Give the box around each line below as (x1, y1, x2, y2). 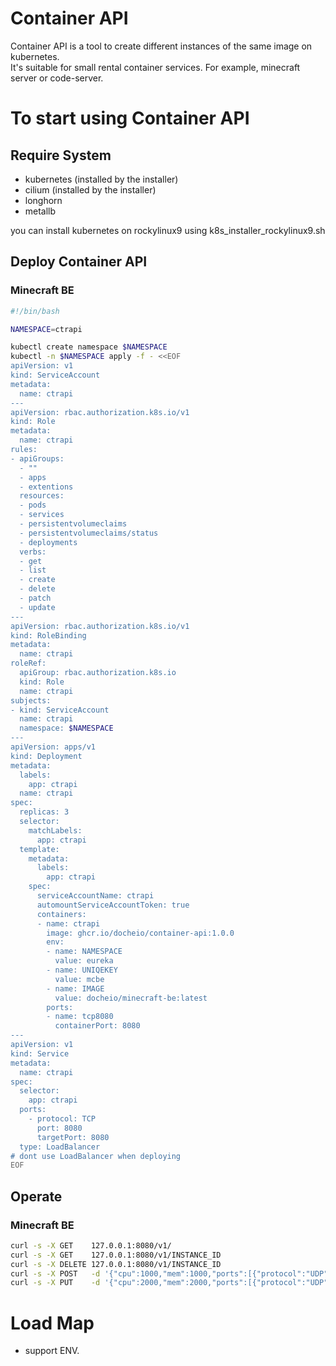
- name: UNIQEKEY (46, 965, 118, 975)
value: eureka (54, 956, 114, 966)
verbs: (19, 547, 47, 557)
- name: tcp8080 (46, 1012, 114, 1022)
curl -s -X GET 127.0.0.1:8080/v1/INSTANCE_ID (10, 1250, 222, 1260)
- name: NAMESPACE (46, 947, 123, 957)
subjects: (10, 695, 52, 706)
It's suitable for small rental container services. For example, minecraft (10, 61, 301, 73)
